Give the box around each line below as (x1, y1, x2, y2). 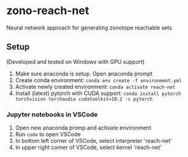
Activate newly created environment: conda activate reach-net (15, 83, 176, 90)
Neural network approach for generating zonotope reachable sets (6, 24, 173, 31)
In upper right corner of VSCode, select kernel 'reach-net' (15, 144, 162, 151)
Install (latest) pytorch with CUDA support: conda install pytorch (15, 90, 181, 97)
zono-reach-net (6, 4, 89, 18)
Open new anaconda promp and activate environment (15, 124, 151, 132)
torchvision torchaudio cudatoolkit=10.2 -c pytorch (15, 96, 153, 102)
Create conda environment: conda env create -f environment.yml (15, 76, 182, 83)
